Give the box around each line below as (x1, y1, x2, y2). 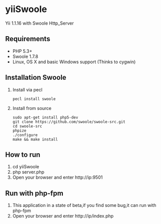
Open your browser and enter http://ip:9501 (12, 174, 103, 180)
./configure (12, 132, 38, 138)
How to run (5, 150, 41, 159)
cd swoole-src (12, 124, 42, 129)
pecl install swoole (12, 96, 56, 101)
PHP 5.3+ (12, 48, 33, 54)
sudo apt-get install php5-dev (12, 115, 78, 120)
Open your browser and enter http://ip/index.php (12, 213, 114, 219)
